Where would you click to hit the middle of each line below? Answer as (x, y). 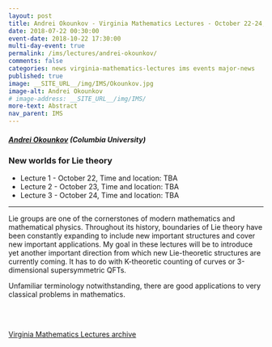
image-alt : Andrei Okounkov (56, 91)
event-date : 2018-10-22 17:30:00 (65, 38)
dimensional (29, 270)
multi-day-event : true (47, 46)
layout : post (30, 16)
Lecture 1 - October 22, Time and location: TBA (99, 178)
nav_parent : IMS (36, 114)
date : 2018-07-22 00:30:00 (54, 31)
